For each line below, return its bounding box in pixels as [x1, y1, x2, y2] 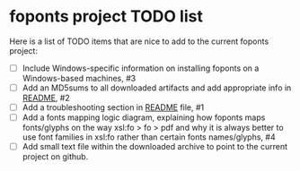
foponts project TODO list [9, 6, 204, 27]
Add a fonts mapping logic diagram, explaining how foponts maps [22, 112, 266, 123]
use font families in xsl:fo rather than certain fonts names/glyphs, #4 [22, 132, 276, 142]
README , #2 [22, 92, 70, 104]
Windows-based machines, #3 [22, 73, 137, 83]
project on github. [22, 151, 89, 162]
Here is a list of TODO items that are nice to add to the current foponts [9, 36, 269, 47]
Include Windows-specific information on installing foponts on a [22, 63, 260, 73]
